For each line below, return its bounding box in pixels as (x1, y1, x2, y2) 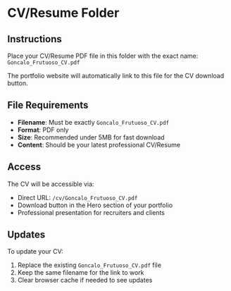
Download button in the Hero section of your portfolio (17, 201, 173, 209)
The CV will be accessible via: (7, 180, 94, 188)
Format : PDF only (17, 125, 69, 134)
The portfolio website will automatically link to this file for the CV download (7, 72, 224, 80)
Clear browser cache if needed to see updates (17, 276, 153, 285)
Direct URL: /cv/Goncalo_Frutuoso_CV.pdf (17, 193, 138, 202)
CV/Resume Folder (7, 5, 120, 21)
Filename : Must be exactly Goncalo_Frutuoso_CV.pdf (17, 118, 170, 126)
